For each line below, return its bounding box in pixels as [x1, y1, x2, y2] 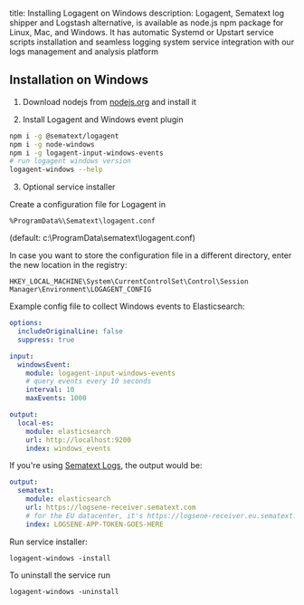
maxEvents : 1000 [25, 394, 88, 403]
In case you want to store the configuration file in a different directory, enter [9, 250, 292, 261]
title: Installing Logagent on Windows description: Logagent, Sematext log [9, 8, 285, 18]
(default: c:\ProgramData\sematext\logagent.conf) [9, 233, 196, 244]
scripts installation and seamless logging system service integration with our [9, 36, 295, 47]
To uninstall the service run [9, 570, 111, 581]
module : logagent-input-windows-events [25, 369, 176, 378]
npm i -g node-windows [9, 139, 95, 149]
